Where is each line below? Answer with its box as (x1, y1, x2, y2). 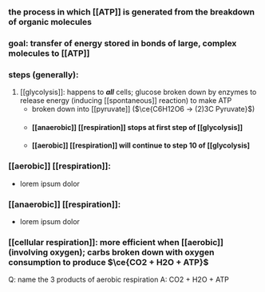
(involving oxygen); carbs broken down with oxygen (8, 247, 215, 258)
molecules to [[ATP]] (8, 47, 90, 58)
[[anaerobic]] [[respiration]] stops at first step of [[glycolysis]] (31, 122, 243, 132)
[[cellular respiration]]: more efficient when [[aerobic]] (8, 236, 223, 247)
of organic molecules (8, 16, 92, 27)
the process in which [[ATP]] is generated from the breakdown (8, 6, 255, 18)
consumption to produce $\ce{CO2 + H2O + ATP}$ (8, 256, 209, 267)
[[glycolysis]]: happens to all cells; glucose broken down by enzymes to (19, 87, 257, 97)
